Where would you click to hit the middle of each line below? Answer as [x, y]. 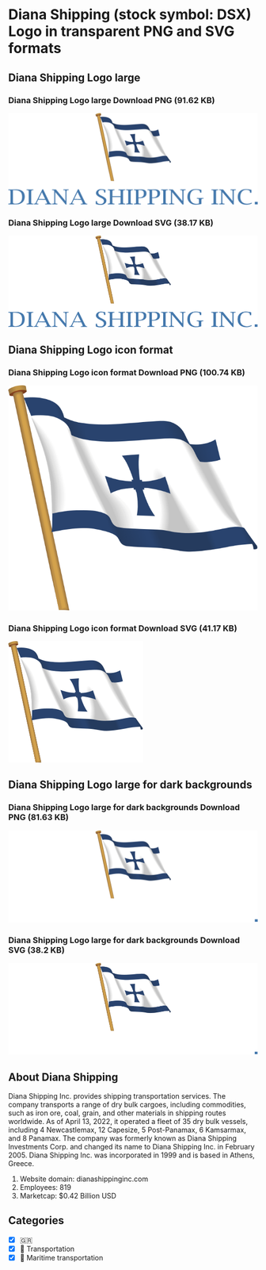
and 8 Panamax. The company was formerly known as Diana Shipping [123, 1138]
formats [35, 48]
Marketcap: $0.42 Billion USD [68, 1196]
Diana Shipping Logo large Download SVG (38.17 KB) [111, 222]
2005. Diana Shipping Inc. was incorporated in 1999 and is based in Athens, [131, 1155]
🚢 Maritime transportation [61, 1257]
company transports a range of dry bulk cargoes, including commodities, [127, 1105]
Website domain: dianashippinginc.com [84, 1179]
